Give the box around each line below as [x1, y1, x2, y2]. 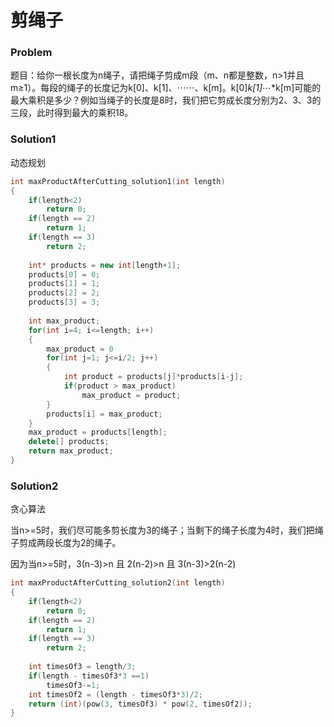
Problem [10, 46, 53, 60]
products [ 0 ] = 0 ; [28, 269, 101, 280]
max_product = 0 [46, 344, 114, 354]
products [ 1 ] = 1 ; [28, 279, 101, 289]
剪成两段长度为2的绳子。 [18, 537, 122, 549]
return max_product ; [28, 446, 114, 456]
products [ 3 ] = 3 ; [28, 297, 101, 308]
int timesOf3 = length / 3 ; [28, 662, 137, 672]
